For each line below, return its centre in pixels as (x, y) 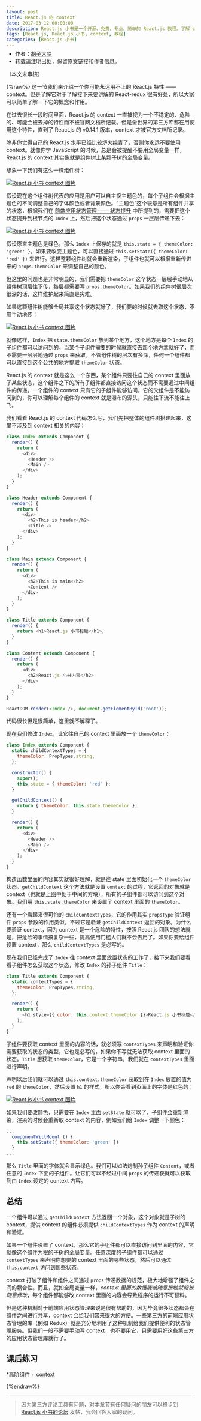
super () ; (28, 778)
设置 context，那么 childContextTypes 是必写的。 (67, 944)
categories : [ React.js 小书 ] (42, 40)
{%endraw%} (23, 1386)
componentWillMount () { (42, 1137)
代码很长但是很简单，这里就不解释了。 (53, 721)
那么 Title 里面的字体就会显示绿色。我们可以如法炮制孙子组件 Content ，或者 (100, 1165)
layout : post (22, 12)
